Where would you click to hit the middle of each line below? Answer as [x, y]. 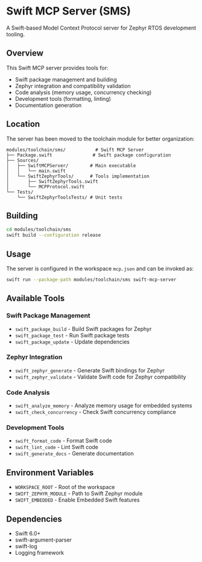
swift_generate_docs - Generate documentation [74, 453]
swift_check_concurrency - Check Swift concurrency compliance [95, 412]
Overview [25, 53]
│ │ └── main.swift [36, 171]
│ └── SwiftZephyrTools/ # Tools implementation [78, 176]
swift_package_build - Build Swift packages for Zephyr [83, 329]
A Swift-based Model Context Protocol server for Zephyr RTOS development [101, 28]
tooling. [16, 34]
